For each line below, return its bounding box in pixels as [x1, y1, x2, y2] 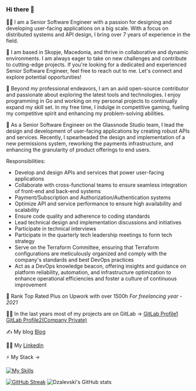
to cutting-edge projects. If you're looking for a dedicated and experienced [6, 61, 187, 68]
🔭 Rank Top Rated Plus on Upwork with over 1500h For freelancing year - [6, 293, 183, 300]
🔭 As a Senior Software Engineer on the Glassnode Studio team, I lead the [6, 122, 184, 129]
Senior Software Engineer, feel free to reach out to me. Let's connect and [6, 68, 183, 75]
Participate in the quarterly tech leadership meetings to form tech [14, 231, 173, 238]
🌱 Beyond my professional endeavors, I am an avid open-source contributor [6, 85, 189, 92]
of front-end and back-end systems [14, 188, 101, 195]
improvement [14, 281, 47, 288]
